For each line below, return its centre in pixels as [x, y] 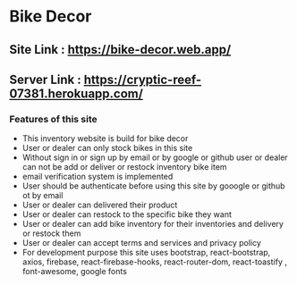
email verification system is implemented [98, 177]
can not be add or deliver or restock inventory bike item [124, 167]
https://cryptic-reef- [143, 79]
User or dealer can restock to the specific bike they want [127, 214]
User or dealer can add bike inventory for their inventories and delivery [153, 224]
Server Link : [46, 79]
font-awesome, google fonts [75, 272]
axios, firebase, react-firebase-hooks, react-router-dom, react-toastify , [155, 262]
